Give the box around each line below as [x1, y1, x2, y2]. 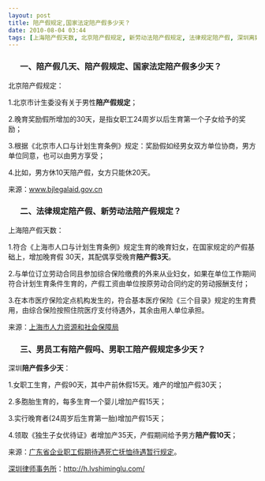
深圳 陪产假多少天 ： [8, 363, 71, 373]
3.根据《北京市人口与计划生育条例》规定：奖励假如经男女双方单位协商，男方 [8, 141, 256, 150]
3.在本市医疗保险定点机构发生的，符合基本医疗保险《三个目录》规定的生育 [8, 295, 250, 305]
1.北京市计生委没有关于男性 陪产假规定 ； [8, 97, 138, 107]
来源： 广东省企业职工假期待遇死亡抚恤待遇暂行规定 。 [8, 447, 181, 457]
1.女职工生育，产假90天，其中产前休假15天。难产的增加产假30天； [8, 380, 224, 389]
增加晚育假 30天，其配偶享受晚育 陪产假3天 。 [28, 252, 176, 261]
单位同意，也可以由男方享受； [8, 151, 105, 160]
